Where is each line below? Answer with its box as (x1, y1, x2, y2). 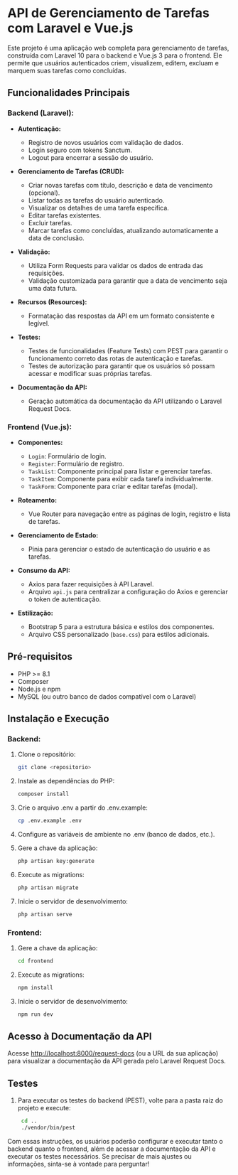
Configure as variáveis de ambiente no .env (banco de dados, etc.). (17, 830, 215, 839)
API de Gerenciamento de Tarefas (7, 5, 210, 21)
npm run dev (17, 1011, 53, 1018)
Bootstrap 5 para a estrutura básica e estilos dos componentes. (28, 622, 215, 631)
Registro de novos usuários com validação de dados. (28, 138, 183, 146)
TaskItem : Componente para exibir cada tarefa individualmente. (28, 474, 213, 483)
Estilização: (17, 608, 53, 617)
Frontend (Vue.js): (7, 422, 72, 431)
